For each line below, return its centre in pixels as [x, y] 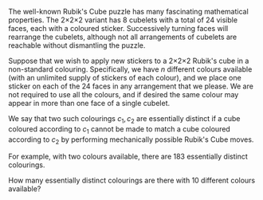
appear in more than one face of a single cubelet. [89, 103]
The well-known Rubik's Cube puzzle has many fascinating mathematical [128, 12]
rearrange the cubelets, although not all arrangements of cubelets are [123, 37]
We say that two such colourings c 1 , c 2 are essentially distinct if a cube [124, 120]
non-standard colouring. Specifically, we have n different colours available [130, 69]
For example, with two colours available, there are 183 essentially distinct [128, 157]
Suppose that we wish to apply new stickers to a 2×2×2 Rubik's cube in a [129, 61]
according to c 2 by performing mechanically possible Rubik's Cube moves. [131, 140]
